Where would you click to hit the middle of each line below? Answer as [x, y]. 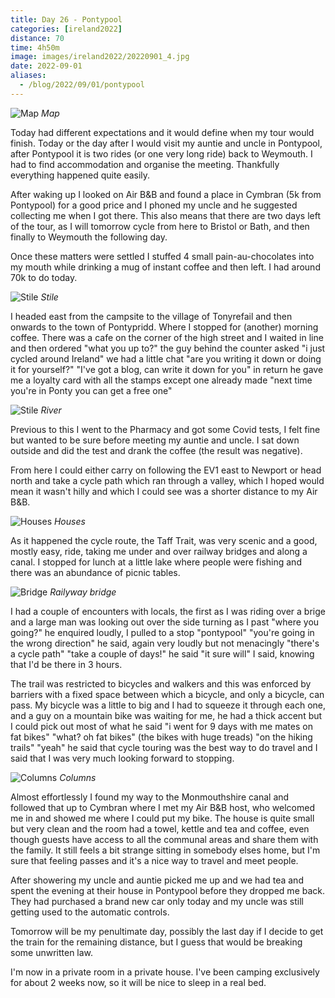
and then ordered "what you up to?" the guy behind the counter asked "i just [168, 348]
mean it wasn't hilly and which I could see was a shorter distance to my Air [164, 491]
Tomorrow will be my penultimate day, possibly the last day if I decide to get [167, 931]
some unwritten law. [52, 952]
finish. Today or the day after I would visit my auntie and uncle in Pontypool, [166, 143]
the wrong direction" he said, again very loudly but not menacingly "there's [165, 643]
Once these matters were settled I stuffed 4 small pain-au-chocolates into [162, 256]
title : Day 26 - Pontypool [66, 19]
